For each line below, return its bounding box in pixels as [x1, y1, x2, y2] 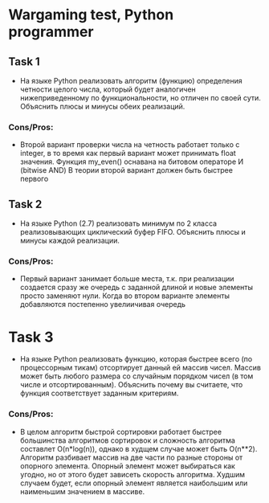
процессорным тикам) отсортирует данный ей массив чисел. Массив [19, 363, 261, 373]
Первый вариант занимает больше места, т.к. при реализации [19, 274, 234, 284]
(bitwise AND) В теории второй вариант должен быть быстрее [19, 166, 233, 175]
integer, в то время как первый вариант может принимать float [19, 149, 237, 158]
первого [19, 174, 49, 184]
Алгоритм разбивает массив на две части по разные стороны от [19, 452, 243, 462]
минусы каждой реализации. [19, 235, 120, 246]
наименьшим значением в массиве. [19, 486, 145, 496]
